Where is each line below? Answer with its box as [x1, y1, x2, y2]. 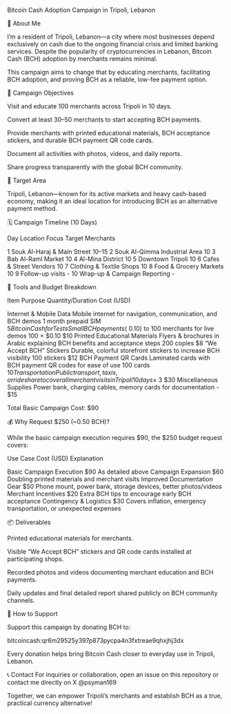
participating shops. [7, 555, 64, 563]
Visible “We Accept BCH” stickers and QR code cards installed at [7, 548, 192, 555]
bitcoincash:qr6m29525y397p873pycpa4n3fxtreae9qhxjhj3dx [7, 637, 184, 644]
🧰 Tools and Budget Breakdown [7, 283, 97, 291]
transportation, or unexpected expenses [7, 504, 121, 512]
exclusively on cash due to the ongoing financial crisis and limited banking [7, 40, 219, 48]
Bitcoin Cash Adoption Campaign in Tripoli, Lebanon [7, 6, 156, 14]
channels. [7, 597, 35, 604]
